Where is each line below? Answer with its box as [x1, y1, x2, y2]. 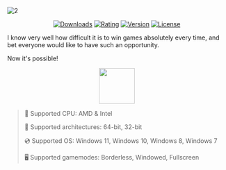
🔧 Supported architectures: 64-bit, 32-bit [24, 123, 143, 131]
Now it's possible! [7, 54, 58, 62]
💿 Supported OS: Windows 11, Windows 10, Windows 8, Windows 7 [24, 137, 218, 145]
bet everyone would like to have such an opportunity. [7, 41, 160, 49]
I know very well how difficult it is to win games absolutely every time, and [7, 33, 220, 42]
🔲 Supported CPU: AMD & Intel [24, 110, 113, 117]
